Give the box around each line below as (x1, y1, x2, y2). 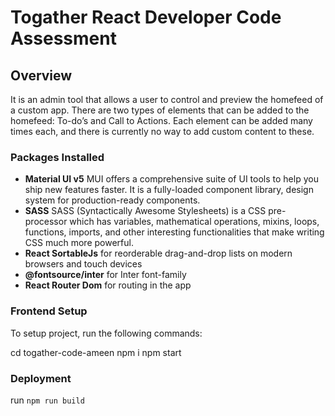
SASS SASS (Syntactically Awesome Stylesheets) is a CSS (24, 205, 267, 217)
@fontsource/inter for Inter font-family (24, 269, 187, 281)
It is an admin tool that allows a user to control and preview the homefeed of (10, 94, 324, 105)
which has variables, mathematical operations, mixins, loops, (69, 216, 320, 228)
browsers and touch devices (24, 258, 143, 270)
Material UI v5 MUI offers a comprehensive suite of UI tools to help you (24, 173, 319, 185)
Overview (10, 67, 73, 84)
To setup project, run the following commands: (10, 327, 203, 339)
